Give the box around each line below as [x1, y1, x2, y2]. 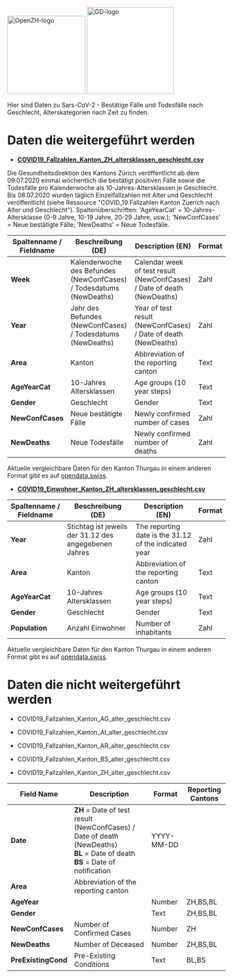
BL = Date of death [74, 848, 135, 858]
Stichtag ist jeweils [67, 522, 128, 531]
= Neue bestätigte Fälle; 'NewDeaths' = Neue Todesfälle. [7, 220, 170, 228]
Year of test [134, 303, 172, 313]
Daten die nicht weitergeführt [7, 677, 181, 693]
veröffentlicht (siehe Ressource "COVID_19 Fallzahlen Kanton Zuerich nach [7, 198, 220, 207]
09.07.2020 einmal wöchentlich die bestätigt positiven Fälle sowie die [7, 176, 206, 185]
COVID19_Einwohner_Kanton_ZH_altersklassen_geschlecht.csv [17, 485, 206, 493]
